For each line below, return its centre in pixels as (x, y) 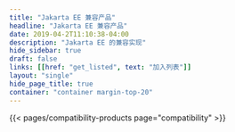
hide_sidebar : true (45, 51)
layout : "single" (41, 76)
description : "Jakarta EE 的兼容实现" (78, 42)
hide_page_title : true (51, 84)
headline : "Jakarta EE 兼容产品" (69, 26)
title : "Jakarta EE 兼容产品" (62, 17)
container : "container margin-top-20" (81, 92)
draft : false (33, 59)
